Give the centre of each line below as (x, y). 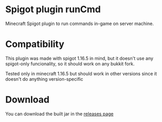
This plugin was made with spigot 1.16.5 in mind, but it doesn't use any (79, 58)
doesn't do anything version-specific (44, 79)
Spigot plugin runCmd (53, 9)
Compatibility (35, 44)
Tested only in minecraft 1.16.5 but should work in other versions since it (81, 74)
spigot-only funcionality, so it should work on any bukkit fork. (70, 64)
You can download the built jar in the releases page (59, 114)
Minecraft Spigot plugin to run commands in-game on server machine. (79, 23)
